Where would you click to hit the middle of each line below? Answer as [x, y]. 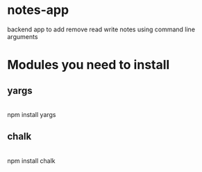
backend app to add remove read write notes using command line [101, 29]
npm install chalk [31, 161]
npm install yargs [32, 114]
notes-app [38, 10]
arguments [23, 36]
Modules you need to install [89, 65]
